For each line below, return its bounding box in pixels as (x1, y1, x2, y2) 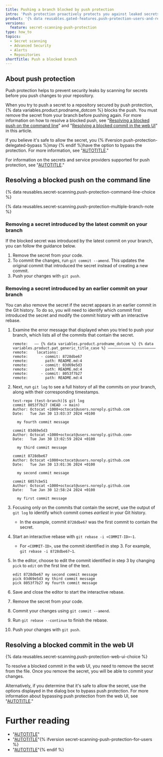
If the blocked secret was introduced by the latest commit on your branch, (5, 238, 153, 244)
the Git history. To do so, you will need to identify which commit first (5, 307, 141, 313)
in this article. (5, 128, 33, 134)
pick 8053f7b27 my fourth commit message (12, 580, 97, 586)
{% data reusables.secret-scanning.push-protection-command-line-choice (5, 189, 156, 194)
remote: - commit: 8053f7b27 (12, 371, 82, 376)
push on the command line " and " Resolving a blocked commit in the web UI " (5, 123, 158, 129)
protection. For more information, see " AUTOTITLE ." (5, 147, 109, 153)
